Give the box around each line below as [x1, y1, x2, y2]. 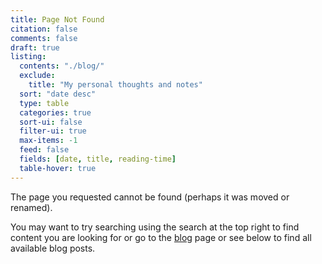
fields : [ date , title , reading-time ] [19, 154, 177, 164]
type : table [19, 98, 70, 108]
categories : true [19, 107, 92, 118]
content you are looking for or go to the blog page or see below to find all [10, 231, 312, 243]
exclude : [19, 71, 56, 81]
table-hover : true [19, 163, 97, 173]
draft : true [10, 42, 60, 53]
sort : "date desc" [19, 89, 97, 99]
